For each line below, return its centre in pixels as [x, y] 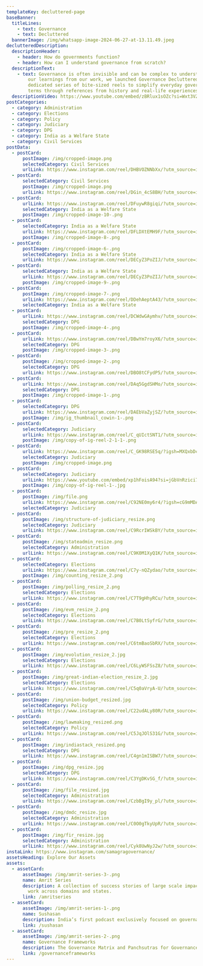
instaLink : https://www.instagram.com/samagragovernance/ [81, 852]
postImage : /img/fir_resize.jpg [63, 835]
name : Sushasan [41, 914]
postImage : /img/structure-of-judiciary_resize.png [89, 519]
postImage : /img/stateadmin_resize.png [72, 542]
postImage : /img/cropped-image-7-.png [71, 294]
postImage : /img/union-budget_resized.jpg [76, 700]
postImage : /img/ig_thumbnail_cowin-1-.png [78, 418]
